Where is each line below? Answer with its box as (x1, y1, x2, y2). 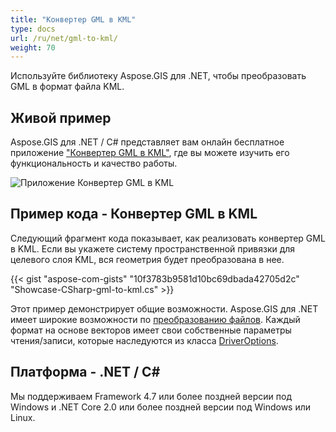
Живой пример (10, 109, 112, 126)
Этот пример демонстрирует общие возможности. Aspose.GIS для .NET (10, 302, 319, 315)
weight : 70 (10, 42, 56, 53)
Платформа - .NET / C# (10, 364, 161, 381)
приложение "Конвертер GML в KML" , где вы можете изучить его (10, 147, 290, 159)
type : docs (10, 24, 56, 34)
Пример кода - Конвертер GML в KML (10, 206, 258, 223)
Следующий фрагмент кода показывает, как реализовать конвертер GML (10, 232, 326, 244)
